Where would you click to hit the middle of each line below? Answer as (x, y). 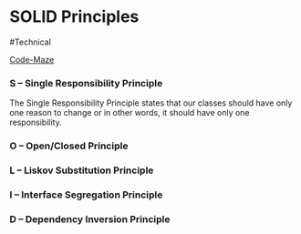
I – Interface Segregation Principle (86, 195)
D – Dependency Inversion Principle (90, 219)
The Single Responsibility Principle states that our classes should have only (151, 103)
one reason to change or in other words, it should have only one (130, 113)
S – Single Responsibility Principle (86, 83)
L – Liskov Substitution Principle (82, 170)
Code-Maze (32, 59)
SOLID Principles (74, 17)
